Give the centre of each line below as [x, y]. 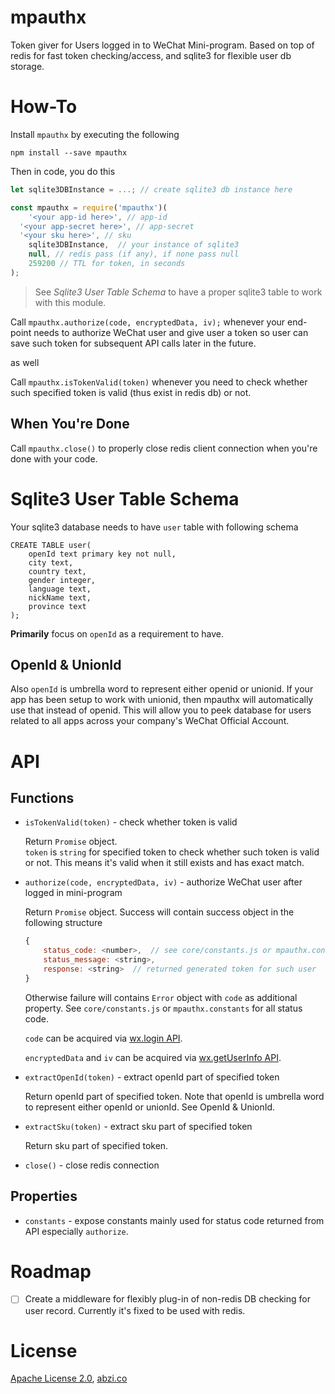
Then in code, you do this [63, 171]
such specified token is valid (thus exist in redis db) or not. [131, 392]
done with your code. [54, 458]
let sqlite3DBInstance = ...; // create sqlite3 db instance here [151, 189]
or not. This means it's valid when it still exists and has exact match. [164, 863]
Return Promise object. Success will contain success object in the [159, 912]
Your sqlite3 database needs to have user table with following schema [154, 527]
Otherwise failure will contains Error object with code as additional [161, 997]
